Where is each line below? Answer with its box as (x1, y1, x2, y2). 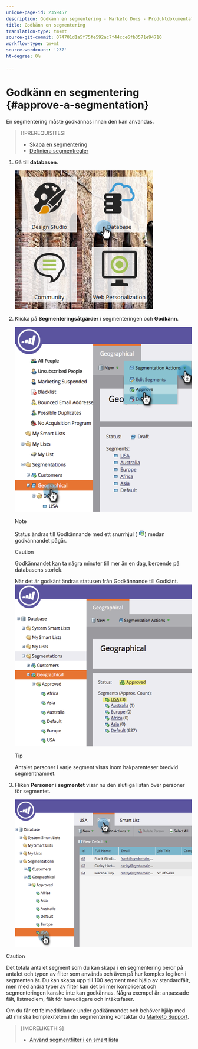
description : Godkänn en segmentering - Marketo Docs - (6, 15, 146, 22)
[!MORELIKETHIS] (20, 1024, 64, 1032)
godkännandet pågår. (14, 537, 67, 544)
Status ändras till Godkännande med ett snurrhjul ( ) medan (14, 531, 165, 538)
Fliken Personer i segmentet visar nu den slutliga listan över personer (14, 781, 185, 788)
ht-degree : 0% (6, 53, 41, 59)
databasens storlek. (14, 566, 63, 573)
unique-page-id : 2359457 (6, 9, 67, 15)
